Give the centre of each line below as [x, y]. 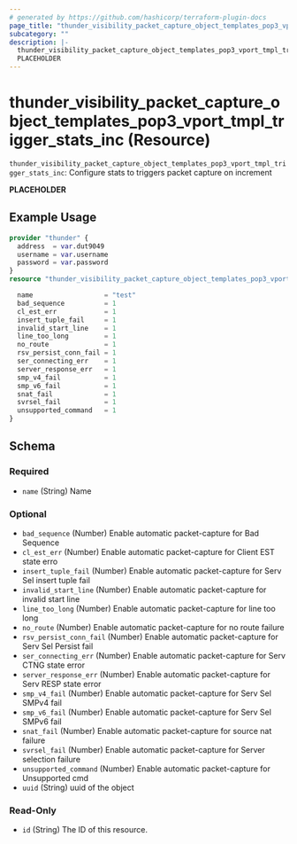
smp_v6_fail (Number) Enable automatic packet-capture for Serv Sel [147, 712]
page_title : [31, 26]
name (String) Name [57, 491]
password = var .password [63, 262]
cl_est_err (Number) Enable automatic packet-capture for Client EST [148, 551]
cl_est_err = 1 [67, 311]
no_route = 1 [67, 345]
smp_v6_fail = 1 [67, 386]
